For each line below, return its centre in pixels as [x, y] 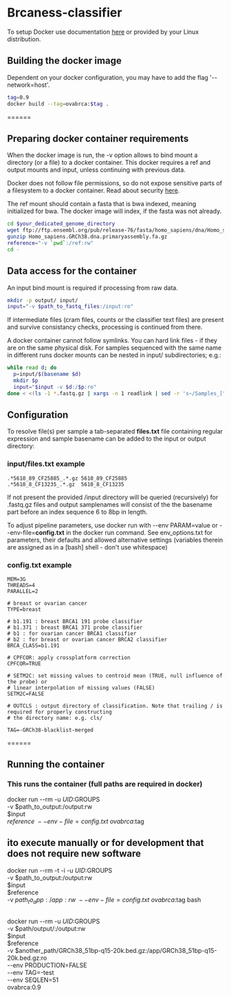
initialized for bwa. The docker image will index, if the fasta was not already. [114, 211]
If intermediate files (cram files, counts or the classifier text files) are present [115, 320]
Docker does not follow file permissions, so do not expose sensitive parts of [114, 183]
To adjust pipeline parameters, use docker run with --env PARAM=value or [112, 525]
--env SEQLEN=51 [33, 980]
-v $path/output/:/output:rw [46, 928]
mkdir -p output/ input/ [43, 300]
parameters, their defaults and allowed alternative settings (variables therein [115, 540]
